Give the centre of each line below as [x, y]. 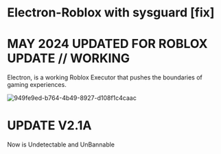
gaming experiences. [37, 85]
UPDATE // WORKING [69, 59]
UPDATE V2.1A [49, 126]
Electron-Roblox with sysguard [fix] [111, 13]
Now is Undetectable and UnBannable [61, 144]
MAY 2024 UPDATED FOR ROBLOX [107, 44]
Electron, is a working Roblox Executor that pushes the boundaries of [105, 77]
